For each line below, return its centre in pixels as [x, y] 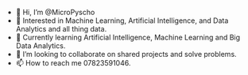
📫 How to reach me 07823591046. [73, 63]
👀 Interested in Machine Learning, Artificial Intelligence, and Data [122, 21]
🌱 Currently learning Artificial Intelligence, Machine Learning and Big [128, 37]
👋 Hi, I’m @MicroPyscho [55, 12]
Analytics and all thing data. [61, 29]
